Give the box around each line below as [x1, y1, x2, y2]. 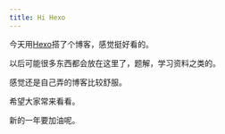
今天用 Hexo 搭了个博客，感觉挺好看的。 [9, 38, 154, 49]
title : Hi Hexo [9, 13, 66, 22]
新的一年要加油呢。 [9, 114, 80, 125]
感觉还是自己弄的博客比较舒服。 [9, 77, 127, 88]
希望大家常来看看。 [9, 96, 80, 106]
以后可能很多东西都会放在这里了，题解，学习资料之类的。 [9, 57, 221, 68]
